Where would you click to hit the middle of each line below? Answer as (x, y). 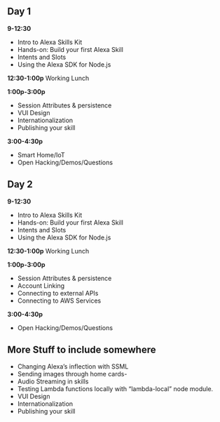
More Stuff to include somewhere (82, 350)
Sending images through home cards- (72, 374)
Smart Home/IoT (41, 154)
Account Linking (41, 285)
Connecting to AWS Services (59, 301)
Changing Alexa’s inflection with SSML (73, 367)
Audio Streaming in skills (53, 381)
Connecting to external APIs (58, 293)
